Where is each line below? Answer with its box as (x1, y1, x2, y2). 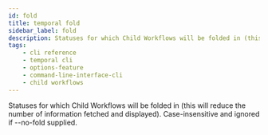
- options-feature (22, 64, 84, 72)
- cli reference (22, 49, 77, 57)
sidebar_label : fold (8, 26, 77, 34)
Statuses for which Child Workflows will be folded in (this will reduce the (8, 101, 246, 110)
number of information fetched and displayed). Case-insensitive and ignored (8, 109, 260, 118)
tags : (8, 42, 26, 50)
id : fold (8, 11, 37, 20)
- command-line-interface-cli (22, 71, 124, 79)
